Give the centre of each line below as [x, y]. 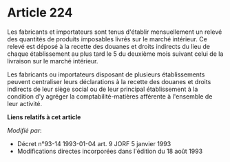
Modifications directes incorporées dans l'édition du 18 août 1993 [110, 151]
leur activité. [25, 103]
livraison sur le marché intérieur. [53, 61]
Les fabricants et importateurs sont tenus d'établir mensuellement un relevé [115, 32]
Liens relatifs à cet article [44, 117]
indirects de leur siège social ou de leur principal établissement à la [103, 89]
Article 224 [40, 13]
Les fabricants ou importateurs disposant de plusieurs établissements [106, 74]
